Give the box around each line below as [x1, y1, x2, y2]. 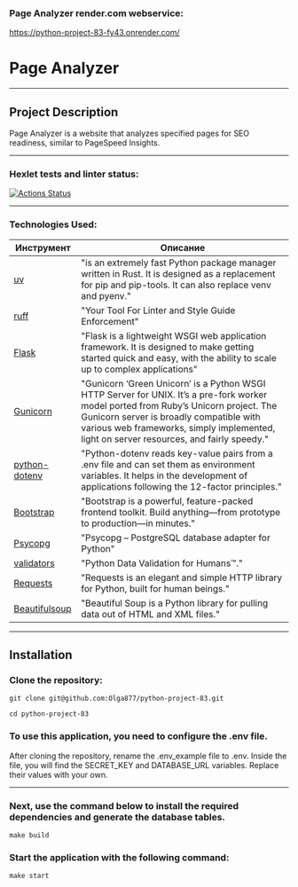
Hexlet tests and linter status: [9, 168, 139, 180]
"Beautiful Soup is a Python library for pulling [81, 597, 269, 609]
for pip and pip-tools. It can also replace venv [81, 279, 272, 291]
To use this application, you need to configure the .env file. [9, 730, 268, 742]
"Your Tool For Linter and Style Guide [81, 304, 236, 317]
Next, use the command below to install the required [9, 799, 239, 812]
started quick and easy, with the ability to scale [81, 351, 277, 364]
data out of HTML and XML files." [81, 608, 220, 620]
